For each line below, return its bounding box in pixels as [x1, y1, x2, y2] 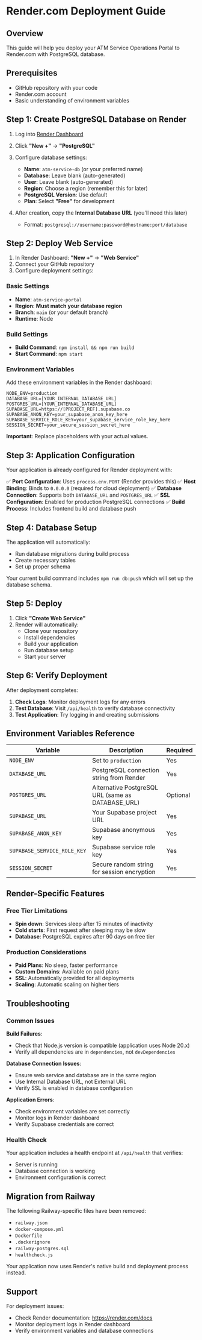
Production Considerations [6, 948, 87, 956]
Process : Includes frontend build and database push [6, 505, 136, 512]
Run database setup [23, 646, 74, 653]
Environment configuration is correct [14, 1174, 106, 1181]
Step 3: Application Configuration [6, 450, 135, 461]
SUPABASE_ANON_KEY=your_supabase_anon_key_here [6, 412, 128, 418]
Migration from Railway [6, 1191, 96, 1201]
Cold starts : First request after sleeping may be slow [14, 926, 146, 934]
